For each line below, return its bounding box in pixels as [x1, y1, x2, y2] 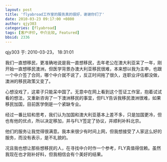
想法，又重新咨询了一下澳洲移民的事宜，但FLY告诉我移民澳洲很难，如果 [13, 95, 162, 101]
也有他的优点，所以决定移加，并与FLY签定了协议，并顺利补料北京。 [5, 117, 144, 124]
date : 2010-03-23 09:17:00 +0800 [5, 16, 75, 21]
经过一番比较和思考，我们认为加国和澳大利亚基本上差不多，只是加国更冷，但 [5, 111, 162, 117]
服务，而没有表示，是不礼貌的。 [5, 134, 71, 140]
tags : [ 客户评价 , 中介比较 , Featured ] [5, 30, 80, 35]
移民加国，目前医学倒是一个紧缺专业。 [5, 101, 83, 107]
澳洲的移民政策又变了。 [5, 78, 53, 84]
